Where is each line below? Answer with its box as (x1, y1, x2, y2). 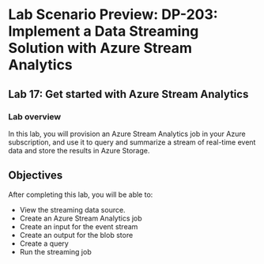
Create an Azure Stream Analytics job (19, 213, 142, 223)
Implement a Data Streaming (8, 22, 199, 40)
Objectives (8, 168, 63, 183)
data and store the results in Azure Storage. (8, 145, 150, 155)
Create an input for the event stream (19, 221, 138, 231)
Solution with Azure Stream (8, 40, 192, 57)
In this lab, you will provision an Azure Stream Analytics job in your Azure (8, 129, 247, 138)
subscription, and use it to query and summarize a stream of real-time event (8, 137, 256, 147)
